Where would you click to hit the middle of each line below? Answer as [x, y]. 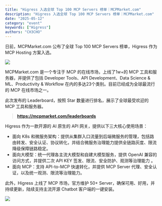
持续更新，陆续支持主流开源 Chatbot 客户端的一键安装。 [61, 189]
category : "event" [24, 23]
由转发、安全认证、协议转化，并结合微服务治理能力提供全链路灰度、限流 [84, 143]
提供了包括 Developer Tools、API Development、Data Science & [86, 78]
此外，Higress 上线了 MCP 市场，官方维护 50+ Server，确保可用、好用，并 [80, 183]
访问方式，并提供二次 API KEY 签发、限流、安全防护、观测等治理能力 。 [84, 161]
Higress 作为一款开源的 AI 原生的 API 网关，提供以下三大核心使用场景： [76, 126]
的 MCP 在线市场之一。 [28, 90]
